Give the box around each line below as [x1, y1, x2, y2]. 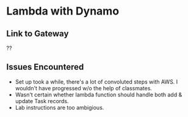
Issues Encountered [6, 62, 84, 72]
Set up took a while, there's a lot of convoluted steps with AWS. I [15, 78, 178, 85]
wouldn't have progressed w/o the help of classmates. [15, 84, 153, 92]
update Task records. [15, 97, 69, 104]
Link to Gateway [6, 28, 69, 39]
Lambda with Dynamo [6, 4, 120, 18]
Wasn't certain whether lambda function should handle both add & [15, 91, 183, 98]
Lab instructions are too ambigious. [15, 104, 104, 111]
